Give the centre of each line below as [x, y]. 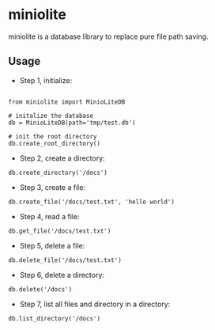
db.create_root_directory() [55, 143]
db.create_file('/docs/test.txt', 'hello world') [92, 202]
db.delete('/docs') [40, 289]
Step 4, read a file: [50, 216]
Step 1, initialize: [46, 80]
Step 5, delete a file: [52, 245]
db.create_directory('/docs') [58, 173]
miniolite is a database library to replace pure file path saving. [108, 36]
